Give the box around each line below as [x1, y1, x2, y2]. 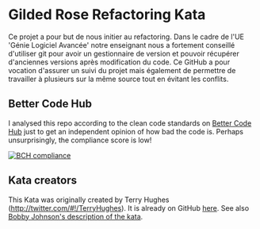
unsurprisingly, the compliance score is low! [8, 135, 152, 145]
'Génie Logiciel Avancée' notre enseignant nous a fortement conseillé [8, 40, 235, 49]
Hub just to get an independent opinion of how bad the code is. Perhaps [8, 126, 244, 136]
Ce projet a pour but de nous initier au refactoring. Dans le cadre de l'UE [8, 32, 244, 41]
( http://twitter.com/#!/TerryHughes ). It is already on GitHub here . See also [8, 203, 250, 212]
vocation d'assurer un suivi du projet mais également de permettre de [8, 65, 236, 75]
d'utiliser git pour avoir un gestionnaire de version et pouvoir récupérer [8, 49, 239, 58]
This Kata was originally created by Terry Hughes [8, 195, 170, 204]
